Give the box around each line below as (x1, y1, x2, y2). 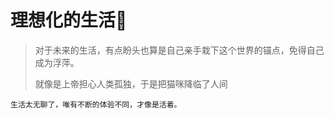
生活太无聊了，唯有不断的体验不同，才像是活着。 (10, 99, 182, 110)
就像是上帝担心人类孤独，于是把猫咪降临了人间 (34, 77, 228, 90)
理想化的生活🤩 (10, 9, 128, 32)
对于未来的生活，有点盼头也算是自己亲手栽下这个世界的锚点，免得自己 (34, 44, 325, 56)
